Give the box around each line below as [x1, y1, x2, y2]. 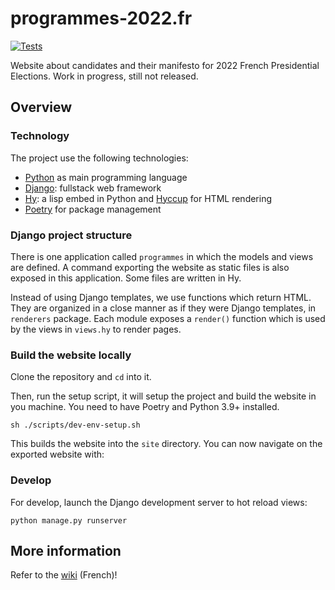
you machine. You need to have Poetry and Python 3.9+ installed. [10, 401, 280, 413]
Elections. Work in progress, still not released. [10, 70, 199, 82]
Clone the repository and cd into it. [10, 371, 152, 383]
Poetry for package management [24, 203, 162, 215]
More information [10, 542, 122, 559]
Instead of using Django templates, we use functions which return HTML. [10, 291, 312, 303]
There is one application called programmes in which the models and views [10, 250, 314, 262]
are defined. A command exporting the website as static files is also [10, 261, 290, 273]
